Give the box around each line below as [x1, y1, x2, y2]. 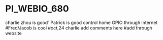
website [5, 30, 22, 36]
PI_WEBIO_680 [5, 3, 70, 14]
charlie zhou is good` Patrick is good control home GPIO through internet [5, 19, 158, 25]
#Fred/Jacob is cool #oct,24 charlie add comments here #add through [5, 24, 152, 30]
